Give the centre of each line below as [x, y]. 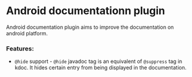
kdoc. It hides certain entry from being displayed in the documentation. [100, 68]
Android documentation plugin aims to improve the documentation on [90, 27]
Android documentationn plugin [86, 11]
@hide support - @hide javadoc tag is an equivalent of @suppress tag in [98, 61]
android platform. [27, 33]
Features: [20, 48]
